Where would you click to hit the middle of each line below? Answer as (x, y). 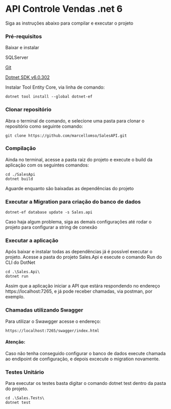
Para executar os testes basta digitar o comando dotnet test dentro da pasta (86, 383)
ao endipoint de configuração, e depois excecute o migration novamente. (83, 359)
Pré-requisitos (24, 36)
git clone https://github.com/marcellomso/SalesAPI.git (66, 136)
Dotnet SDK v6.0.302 (28, 77)
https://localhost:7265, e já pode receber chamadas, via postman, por (79, 291)
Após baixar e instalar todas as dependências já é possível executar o (79, 252)
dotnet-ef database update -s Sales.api (49, 212)
